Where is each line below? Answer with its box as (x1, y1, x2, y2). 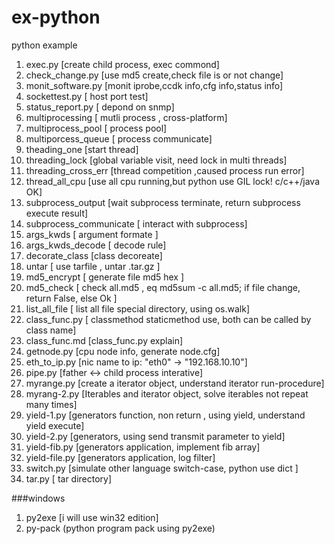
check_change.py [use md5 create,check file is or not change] (25, 69, 284, 81)
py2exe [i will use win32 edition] (25, 511, 159, 523)
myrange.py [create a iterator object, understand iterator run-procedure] (25, 377, 325, 389)
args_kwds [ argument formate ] (25, 228, 159, 240)
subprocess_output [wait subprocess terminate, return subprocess (25, 196, 301, 208)
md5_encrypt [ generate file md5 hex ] (25, 271, 185, 283)
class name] (25, 324, 77, 336)
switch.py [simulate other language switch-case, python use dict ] (25, 462, 299, 474)
